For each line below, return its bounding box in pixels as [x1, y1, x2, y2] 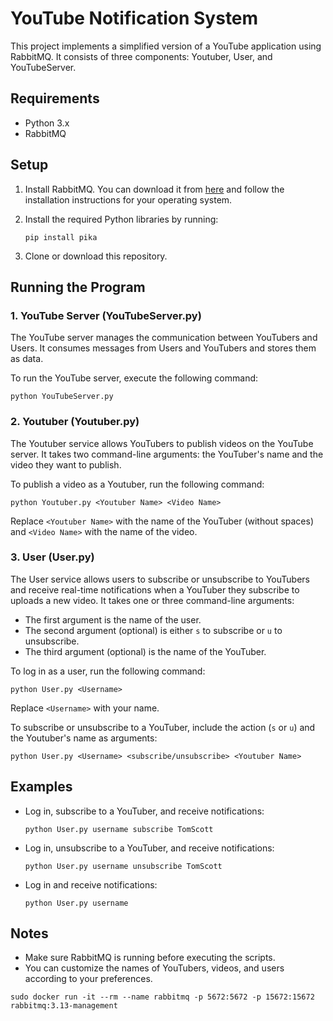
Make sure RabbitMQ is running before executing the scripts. [24, 952, 276, 964]
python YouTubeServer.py [10, 392, 114, 402]
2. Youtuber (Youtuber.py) [10, 415, 140, 429]
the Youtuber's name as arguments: [10, 732, 158, 744]
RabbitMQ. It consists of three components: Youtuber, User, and [10, 50, 273, 62]
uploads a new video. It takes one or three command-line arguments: [10, 594, 295, 606]
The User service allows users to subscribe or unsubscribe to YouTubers [10, 573, 310, 585]
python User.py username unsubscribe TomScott [24, 861, 223, 871]
